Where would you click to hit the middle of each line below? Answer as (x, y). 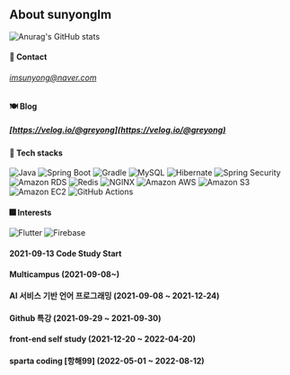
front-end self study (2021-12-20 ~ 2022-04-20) (102, 339)
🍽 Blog (23, 106)
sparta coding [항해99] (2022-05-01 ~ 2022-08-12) (107, 361)
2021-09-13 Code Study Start (66, 253)
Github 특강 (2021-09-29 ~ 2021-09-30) (85, 317)
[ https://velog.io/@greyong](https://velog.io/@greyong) (118, 130)
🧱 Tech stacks (36, 153)
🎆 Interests (31, 212)
